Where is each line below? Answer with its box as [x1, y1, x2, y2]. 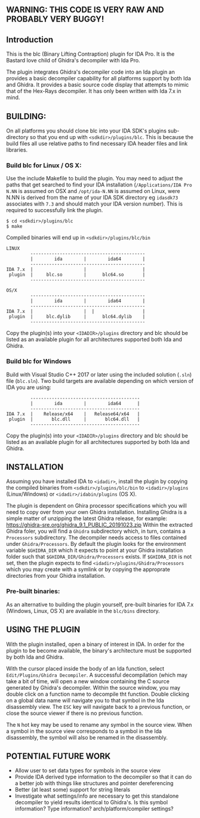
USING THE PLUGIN [6, 624, 81, 635]
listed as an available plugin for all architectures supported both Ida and [6, 336, 182, 343]
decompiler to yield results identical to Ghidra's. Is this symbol [14, 799, 168, 806]
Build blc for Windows [6, 357, 72, 366]
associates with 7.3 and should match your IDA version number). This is [6, 200, 183, 207]
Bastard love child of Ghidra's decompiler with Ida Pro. [6, 57, 140, 64]
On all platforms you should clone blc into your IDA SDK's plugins [6, 127, 167, 134]
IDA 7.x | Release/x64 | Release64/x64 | [6, 410, 140, 417]
